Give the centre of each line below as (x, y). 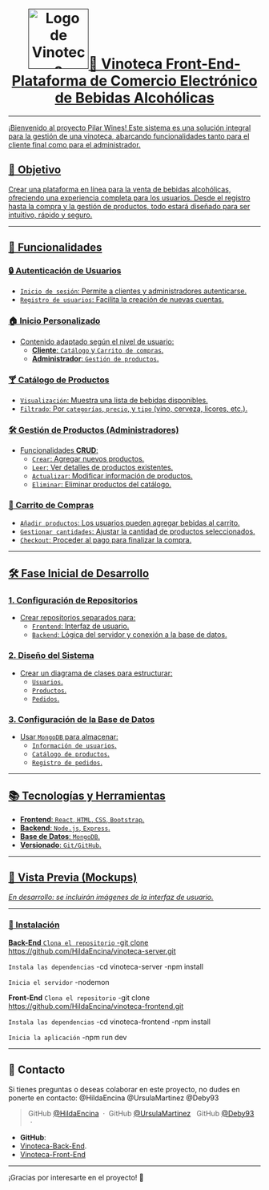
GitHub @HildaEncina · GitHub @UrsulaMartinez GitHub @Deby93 (141, 1113)
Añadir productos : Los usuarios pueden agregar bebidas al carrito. (130, 522)
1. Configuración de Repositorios (73, 600)
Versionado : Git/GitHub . (60, 845)
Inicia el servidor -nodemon (59, 982)
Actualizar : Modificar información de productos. (112, 476)
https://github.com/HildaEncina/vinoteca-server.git (92, 951)
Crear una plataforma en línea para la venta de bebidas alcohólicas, (120, 189)
